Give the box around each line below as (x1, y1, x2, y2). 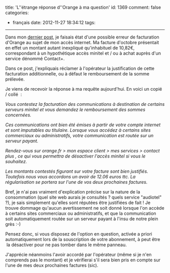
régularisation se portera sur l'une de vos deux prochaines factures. (5, 179, 148, 185)
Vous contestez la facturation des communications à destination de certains (5, 101, 165, 107)
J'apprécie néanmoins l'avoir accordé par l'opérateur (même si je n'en (5, 252, 152, 257)
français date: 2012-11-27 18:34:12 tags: (12, 20, 96, 25)
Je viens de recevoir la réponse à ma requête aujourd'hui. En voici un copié (5, 86, 162, 92)
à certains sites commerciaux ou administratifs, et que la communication (5, 210, 156, 216)
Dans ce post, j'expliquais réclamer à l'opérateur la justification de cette (5, 65, 155, 71)
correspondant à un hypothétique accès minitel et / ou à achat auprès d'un (5, 50, 161, 56)
